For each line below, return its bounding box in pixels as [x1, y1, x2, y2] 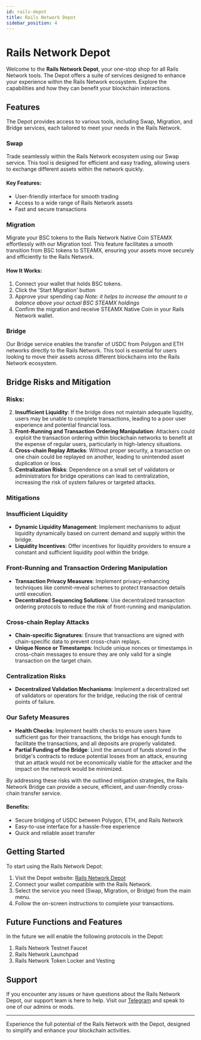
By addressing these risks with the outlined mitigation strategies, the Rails [6, 777, 188, 784]
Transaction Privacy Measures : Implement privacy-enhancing [14, 577, 169, 584]
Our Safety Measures [6, 713, 70, 722]
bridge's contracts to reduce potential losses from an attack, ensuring [14, 752, 187, 759]
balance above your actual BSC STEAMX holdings [14, 299, 139, 306]
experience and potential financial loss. [14, 421, 112, 429]
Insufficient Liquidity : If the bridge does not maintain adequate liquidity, [14, 409, 193, 416]
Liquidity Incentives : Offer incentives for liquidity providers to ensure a [14, 542, 191, 550]
